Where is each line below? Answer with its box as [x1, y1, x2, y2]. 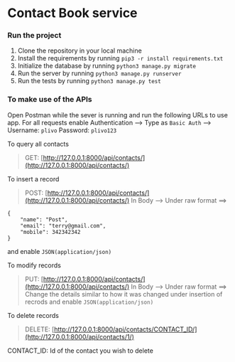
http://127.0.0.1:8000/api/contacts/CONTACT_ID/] [54, 325, 197, 334]
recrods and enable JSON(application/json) [24, 297, 154, 306]
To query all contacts [7, 139, 70, 148]
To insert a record [7, 174, 60, 183]
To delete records [7, 311, 59, 319]
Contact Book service [7, 5, 138, 21]
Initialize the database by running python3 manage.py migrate [17, 62, 197, 70]
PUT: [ [24, 275, 44, 283]
